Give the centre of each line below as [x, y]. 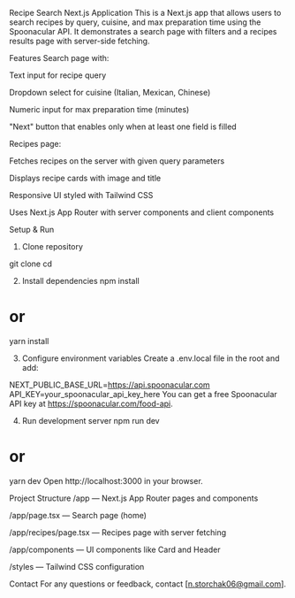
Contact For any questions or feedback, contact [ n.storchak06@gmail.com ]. [148, 584]
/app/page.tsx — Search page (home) [78, 515]
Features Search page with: [59, 58]
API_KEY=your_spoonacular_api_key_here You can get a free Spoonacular [144, 394]
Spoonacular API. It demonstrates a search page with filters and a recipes [143, 31]
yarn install [29, 341]
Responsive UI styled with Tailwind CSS [81, 195]
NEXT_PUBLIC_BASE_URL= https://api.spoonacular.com [110, 385]
